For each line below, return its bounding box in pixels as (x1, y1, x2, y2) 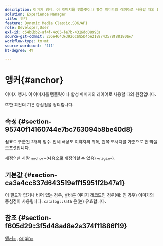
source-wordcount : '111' (5, 43, 55, 48)
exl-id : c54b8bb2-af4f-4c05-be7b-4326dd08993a (5, 30, 101, 35)
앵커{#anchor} (5, 74, 64, 86)
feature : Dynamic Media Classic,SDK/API (5, 20, 88, 26)
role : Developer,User (5, 25, 49, 30)
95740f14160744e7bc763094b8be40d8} (5, 125, 133, 134)
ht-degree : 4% (5, 48, 34, 53)
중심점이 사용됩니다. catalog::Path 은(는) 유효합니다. (5, 198, 107, 204)
